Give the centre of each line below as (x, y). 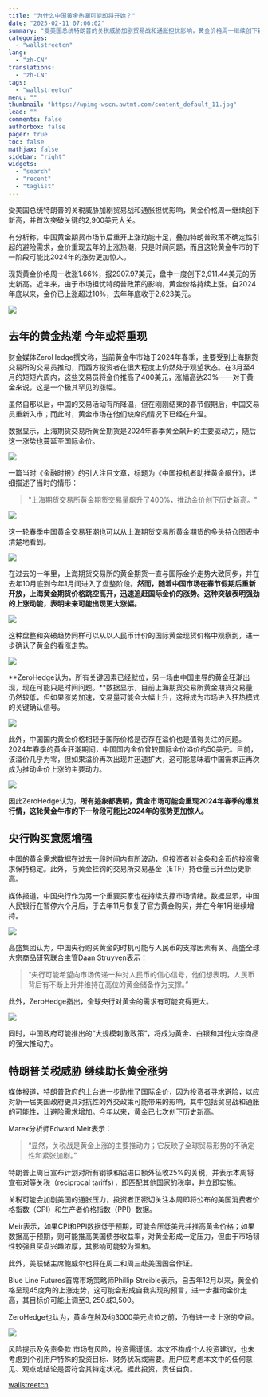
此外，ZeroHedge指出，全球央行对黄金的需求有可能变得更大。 (111, 1001)
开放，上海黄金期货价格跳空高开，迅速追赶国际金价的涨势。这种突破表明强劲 (134, 593)
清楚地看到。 (29, 541)
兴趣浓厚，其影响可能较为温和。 (102, 1246)
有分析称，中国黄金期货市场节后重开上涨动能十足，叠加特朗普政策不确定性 (130, 237)
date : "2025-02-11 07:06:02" (57, 23)
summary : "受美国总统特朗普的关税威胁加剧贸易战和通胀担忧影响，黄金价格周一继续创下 (133, 30)
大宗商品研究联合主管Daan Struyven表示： (78, 957)
